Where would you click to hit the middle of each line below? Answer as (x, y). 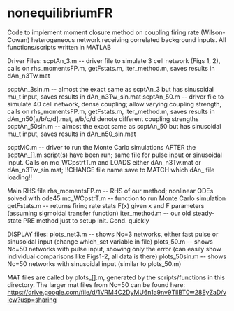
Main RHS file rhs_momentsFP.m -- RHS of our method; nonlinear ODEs (110, 191)
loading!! (20, 177)
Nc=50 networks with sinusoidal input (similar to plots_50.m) (94, 263)
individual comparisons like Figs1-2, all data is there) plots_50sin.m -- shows (117, 256)
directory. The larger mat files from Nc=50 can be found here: (96, 284)
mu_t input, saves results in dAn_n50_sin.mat (72, 134)
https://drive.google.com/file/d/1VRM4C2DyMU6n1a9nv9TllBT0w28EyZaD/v (117, 292)
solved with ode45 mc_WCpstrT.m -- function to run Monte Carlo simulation (117, 198)
